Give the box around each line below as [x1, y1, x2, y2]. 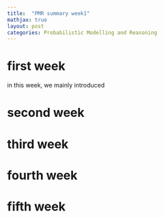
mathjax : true [7, 16, 48, 23]
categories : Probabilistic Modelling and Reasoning [7, 29, 157, 36]
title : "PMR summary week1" [7, 10, 90, 17]
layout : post [7, 23, 44, 29]
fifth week [7, 199, 66, 214]
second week [7, 105, 85, 120]
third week [7, 136, 69, 152]
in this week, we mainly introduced [7, 81, 105, 90]
